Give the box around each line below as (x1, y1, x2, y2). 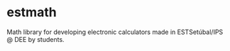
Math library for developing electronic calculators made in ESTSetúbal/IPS (6, 28, 224, 36)
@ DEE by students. (6, 35, 65, 43)
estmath (6, 4, 57, 21)
